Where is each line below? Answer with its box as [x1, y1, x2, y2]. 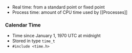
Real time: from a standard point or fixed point [12, 4, 105, 10]
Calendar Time [5, 22, 41, 28]
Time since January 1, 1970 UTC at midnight [12, 33, 101, 39]
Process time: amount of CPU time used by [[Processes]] [12, 9, 128, 15]
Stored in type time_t [12, 38, 55, 44]
